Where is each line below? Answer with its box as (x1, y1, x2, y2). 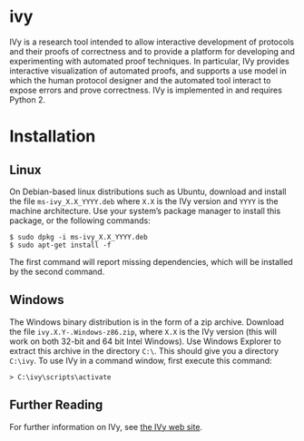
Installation (9, 126, 96, 147)
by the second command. (9, 266, 105, 277)
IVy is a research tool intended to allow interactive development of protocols (9, 36, 295, 47)
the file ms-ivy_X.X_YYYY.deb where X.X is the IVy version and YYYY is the (9, 195, 279, 206)
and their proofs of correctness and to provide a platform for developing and (9, 45, 295, 56)
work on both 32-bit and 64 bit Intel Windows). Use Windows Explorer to (9, 336, 281, 347)
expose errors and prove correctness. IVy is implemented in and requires (9, 84, 283, 95)
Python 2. (9, 93, 46, 105)
